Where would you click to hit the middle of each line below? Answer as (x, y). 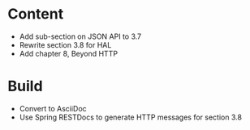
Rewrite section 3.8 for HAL (65, 44)
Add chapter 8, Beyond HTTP (69, 53)
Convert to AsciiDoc (53, 108)
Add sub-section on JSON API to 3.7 (80, 36)
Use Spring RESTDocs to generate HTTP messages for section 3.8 (131, 117)
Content (36, 14)
